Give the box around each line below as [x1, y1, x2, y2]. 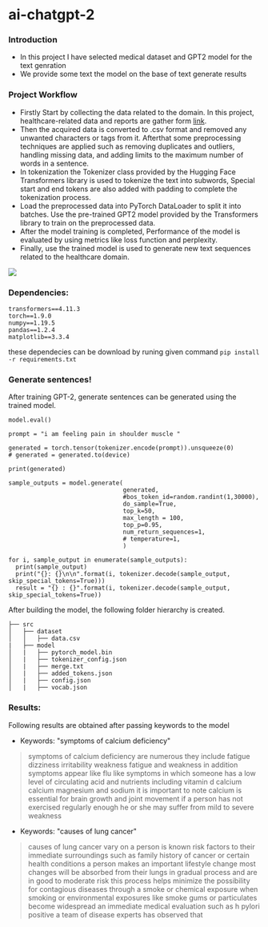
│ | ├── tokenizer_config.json [8, 656, 127, 664]
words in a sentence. [19, 158, 90, 168]
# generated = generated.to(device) [8, 451, 130, 459]
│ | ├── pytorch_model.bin [8, 649, 113, 657]
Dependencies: [8, 286, 70, 298]
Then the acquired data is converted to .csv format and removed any [19, 124, 247, 134]
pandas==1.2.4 [8, 326, 56, 334]
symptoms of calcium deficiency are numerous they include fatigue [27, 751, 250, 761]
